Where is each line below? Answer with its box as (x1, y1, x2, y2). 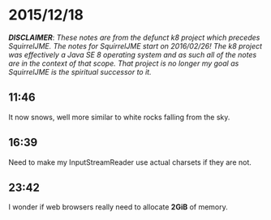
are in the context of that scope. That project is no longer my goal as (8, 58, 239, 68)
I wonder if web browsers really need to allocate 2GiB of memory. (8, 202, 229, 212)
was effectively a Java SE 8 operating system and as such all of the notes (8, 50, 257, 59)
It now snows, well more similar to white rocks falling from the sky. (8, 112, 230, 122)
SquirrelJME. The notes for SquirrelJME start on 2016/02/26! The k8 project (8, 41, 262, 50)
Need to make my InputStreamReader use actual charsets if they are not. (8, 157, 252, 167)
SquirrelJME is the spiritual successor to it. (8, 67, 152, 76)
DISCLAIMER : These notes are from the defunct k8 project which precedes (8, 32, 260, 42)
